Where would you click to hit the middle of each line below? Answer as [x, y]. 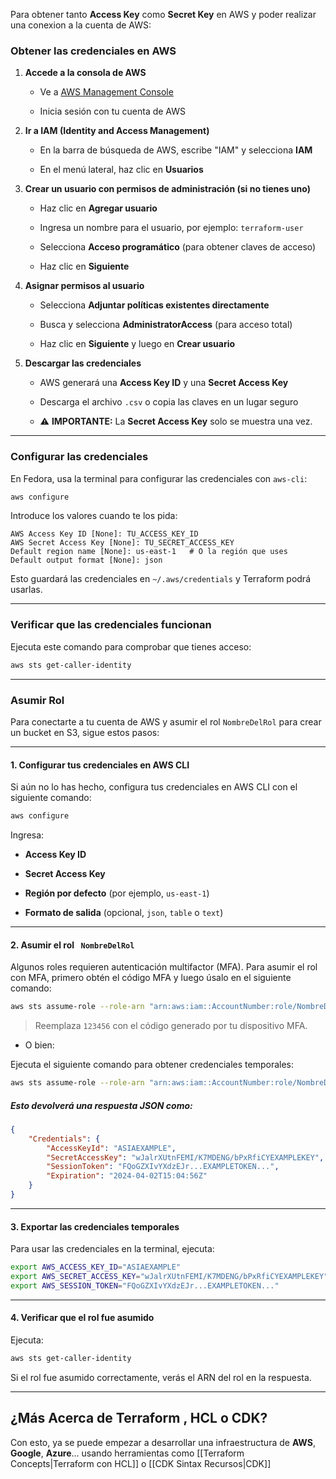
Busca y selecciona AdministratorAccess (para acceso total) [166, 325]
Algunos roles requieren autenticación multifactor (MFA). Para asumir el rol [164, 967]
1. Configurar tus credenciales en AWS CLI [100, 765]
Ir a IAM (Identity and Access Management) [117, 131]
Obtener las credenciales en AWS [93, 51]
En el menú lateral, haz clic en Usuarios [121, 170]
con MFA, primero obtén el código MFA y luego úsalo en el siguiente [151, 978]
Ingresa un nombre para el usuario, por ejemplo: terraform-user [171, 228]
